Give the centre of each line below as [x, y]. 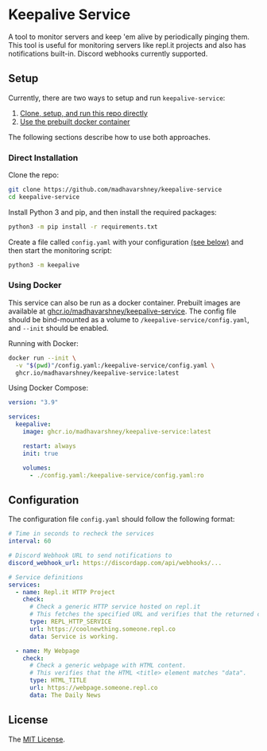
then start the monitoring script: [60, 250]
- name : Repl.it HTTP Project [65, 592]
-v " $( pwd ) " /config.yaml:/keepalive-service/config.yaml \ [115, 365]
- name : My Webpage [48, 651]
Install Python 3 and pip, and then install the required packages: [112, 212]
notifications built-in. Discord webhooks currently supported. [108, 53]
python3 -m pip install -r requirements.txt [83, 227]
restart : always [50, 446]
